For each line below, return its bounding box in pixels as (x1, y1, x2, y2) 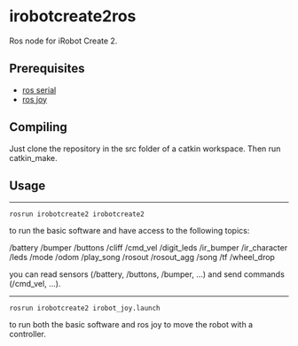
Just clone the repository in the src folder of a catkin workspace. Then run (9, 143, 281, 154)
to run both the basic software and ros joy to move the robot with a (9, 319, 254, 330)
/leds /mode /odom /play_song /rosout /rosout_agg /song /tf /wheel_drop (9, 252, 275, 263)
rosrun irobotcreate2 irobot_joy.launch (9, 304, 161, 313)
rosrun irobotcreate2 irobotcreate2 (9, 210, 145, 219)
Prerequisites (9, 61, 85, 76)
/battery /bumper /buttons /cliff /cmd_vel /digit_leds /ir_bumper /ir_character (9, 242, 288, 253)
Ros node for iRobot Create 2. (9, 35, 118, 46)
